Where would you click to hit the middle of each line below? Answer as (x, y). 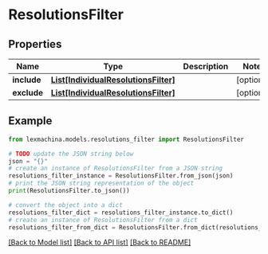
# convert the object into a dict (66, 205)
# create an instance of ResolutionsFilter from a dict (103, 220)
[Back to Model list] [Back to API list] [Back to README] (100, 242)
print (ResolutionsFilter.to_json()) (69, 191)
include (27, 80)
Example (30, 121)
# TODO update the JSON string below (71, 154)
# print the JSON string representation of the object (101, 184)
